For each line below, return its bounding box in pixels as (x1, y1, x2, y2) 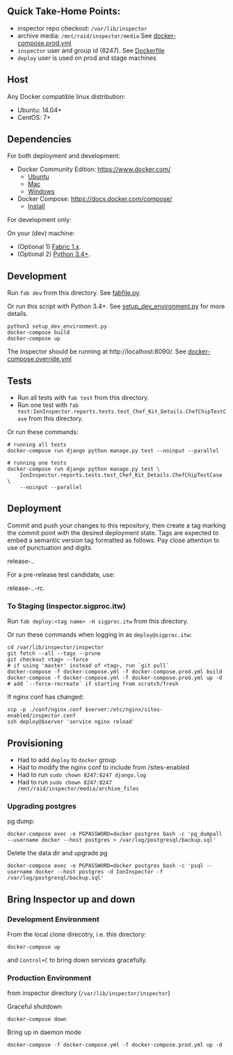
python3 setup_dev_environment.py (7, 323, 108, 330)
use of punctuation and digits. (7, 543, 93, 552)
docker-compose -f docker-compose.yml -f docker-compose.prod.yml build (7, 668, 223, 676)
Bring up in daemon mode (7, 1028, 81, 1036)
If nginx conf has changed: (7, 692, 84, 701)
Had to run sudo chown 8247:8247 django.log (17, 770, 147, 779)
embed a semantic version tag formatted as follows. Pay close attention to (7, 536, 220, 544)
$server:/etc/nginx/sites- (84, 706, 163, 713)
